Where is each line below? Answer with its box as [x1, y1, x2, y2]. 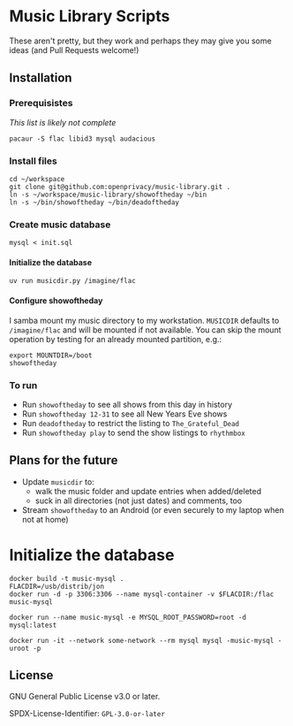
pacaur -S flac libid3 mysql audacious [9, 134, 156, 143]
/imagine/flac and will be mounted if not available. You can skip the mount [9, 325, 282, 335]
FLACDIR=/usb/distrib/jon [9, 582, 104, 591]
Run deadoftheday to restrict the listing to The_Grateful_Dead [21, 417, 240, 428]
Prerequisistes [9, 97, 73, 110]
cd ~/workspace [9, 174, 65, 183]
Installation [9, 71, 72, 86]
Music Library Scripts [9, 6, 170, 27]
